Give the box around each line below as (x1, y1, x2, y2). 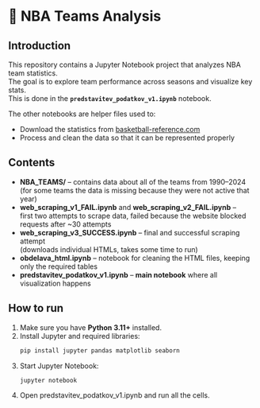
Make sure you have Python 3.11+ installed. (19, 322, 162, 332)
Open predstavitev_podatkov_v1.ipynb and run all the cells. (19, 391, 210, 400)
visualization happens (19, 278, 91, 288)
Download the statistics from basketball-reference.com (19, 125, 201, 134)
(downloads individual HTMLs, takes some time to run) (19, 244, 198, 254)
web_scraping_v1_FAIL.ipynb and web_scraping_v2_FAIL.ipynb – (19, 202, 237, 212)
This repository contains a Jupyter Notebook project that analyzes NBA (8, 60, 242, 69)
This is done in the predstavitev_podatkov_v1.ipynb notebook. (8, 94, 212, 103)
